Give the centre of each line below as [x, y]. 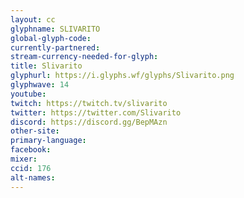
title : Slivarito [46, 66]
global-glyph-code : [51, 38]
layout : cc [33, 19]
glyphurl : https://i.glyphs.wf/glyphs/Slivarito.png [122, 76]
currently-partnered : [55, 47]
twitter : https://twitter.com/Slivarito [96, 112]
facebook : [31, 150]
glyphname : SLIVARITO [55, 29]
